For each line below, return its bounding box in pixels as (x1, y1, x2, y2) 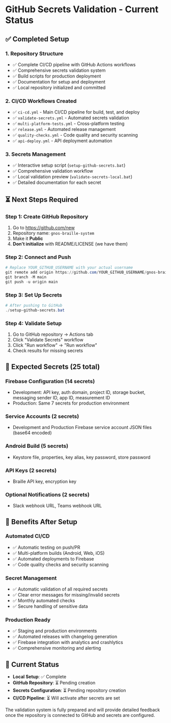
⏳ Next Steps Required (5, 195, 79, 204)
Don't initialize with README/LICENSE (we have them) (12, 241, 128, 247)
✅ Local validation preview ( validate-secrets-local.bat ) (12, 174, 133, 180)
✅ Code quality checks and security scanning (12, 561, 109, 568)
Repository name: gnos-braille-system (12, 230, 95, 236)
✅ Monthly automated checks (12, 598, 75, 604)
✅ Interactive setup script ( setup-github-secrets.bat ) (12, 162, 126, 169)
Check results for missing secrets (12, 347, 83, 354)
